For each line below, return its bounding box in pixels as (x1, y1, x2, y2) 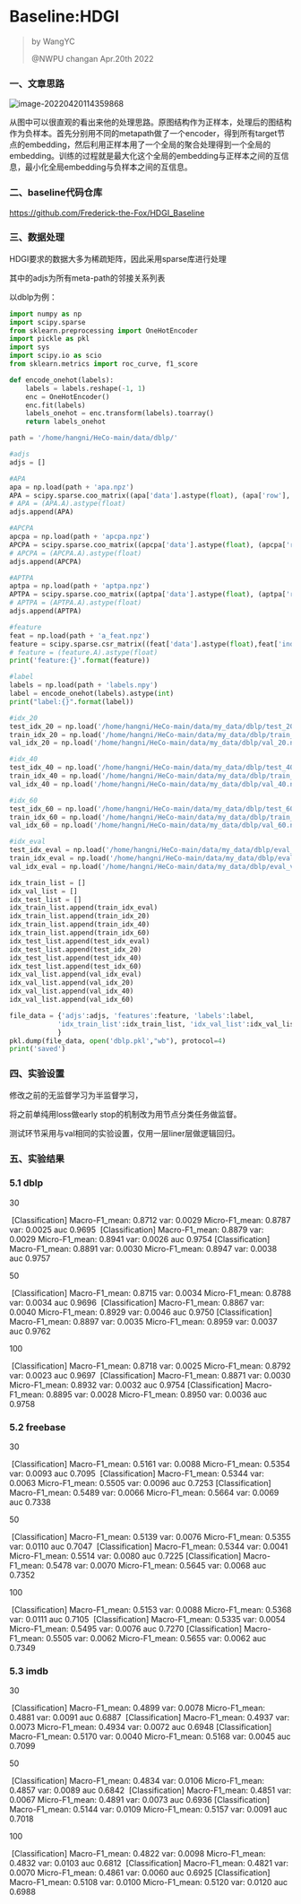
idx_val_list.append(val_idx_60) (9, 995, 134, 1004)
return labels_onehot (25, 417, 106, 427)
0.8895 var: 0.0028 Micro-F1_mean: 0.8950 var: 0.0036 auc (46, 1388, 267, 1400)
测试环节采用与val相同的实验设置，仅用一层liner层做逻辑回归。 (9, 1127, 240, 1138)
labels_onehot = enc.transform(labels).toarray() (25, 409, 215, 418)
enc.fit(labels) (25, 401, 87, 410)
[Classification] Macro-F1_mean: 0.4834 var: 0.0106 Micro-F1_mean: (11, 1776, 265, 1787)
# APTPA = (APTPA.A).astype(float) (9, 598, 142, 607)
